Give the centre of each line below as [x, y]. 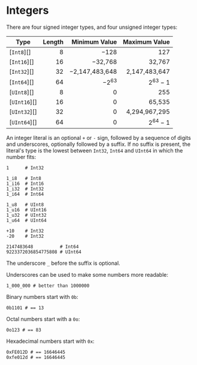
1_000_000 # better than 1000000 [48, 286]
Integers [28, 11]
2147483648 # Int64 [43, 247]
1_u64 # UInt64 [26, 220]
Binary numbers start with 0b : [43, 297]
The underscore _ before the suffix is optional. [63, 263]
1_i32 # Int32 [25, 189]
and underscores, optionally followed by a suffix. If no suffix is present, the [98, 144]
